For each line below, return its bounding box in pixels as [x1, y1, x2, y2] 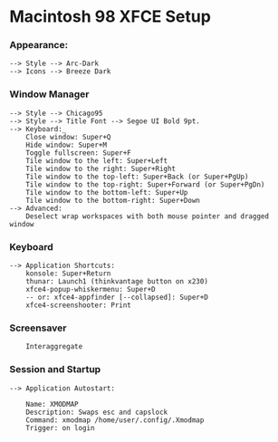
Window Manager [9, 88, 90, 101]
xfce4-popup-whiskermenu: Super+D [25, 285, 156, 294]
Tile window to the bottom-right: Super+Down [25, 196, 201, 205]
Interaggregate [25, 342, 83, 351]
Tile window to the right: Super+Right [25, 164, 177, 173]
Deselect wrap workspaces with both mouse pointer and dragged [25, 211, 270, 221]
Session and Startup [9, 363, 101, 376]
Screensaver [9, 322, 67, 334]
